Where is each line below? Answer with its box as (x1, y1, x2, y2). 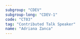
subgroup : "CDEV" (5, 7, 42, 13)
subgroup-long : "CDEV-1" (5, 12, 58, 17)
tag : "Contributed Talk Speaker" (5, 21, 76, 27)
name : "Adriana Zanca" (5, 26, 53, 31)
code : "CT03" (5, 17, 33, 22)
